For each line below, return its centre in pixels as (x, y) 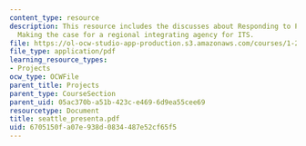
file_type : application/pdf (63, 52)
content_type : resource (55, 18)
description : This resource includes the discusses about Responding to (150, 26)
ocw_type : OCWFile (44, 77)
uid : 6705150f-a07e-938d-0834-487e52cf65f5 (93, 128)
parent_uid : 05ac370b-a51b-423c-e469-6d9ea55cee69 (107, 102)
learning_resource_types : (58, 60)
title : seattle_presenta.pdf (65, 119)
